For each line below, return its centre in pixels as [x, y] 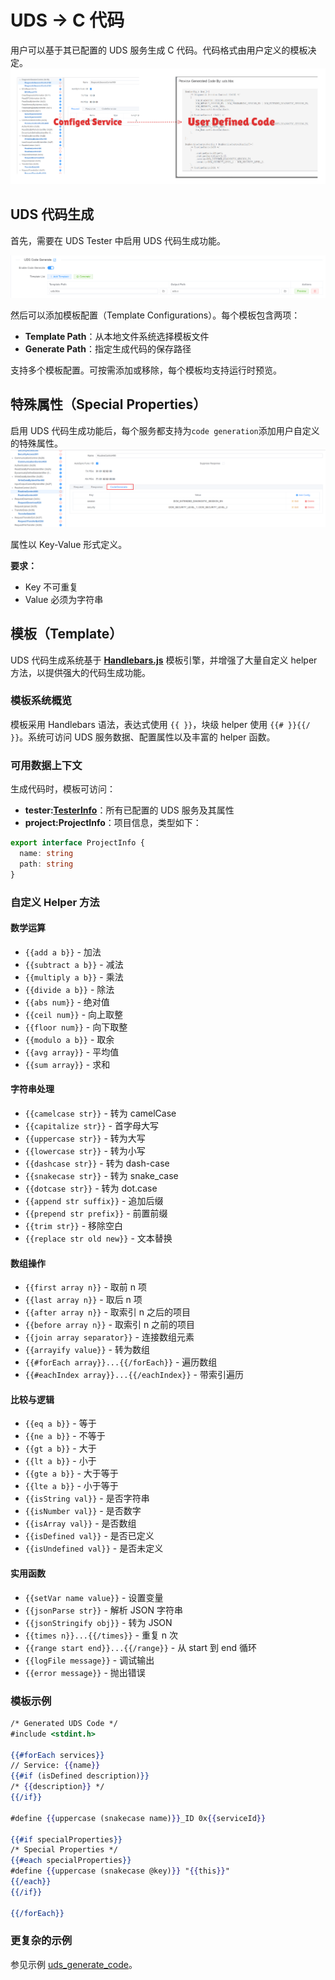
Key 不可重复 [51, 587]
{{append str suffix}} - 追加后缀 [94, 1200]
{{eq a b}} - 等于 [60, 1423]
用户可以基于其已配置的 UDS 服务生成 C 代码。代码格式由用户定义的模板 [159, 50]
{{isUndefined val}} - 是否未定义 [94, 1548]
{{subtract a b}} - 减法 [74, 964]
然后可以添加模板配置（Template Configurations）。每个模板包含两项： [155, 315]
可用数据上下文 [46, 765]
